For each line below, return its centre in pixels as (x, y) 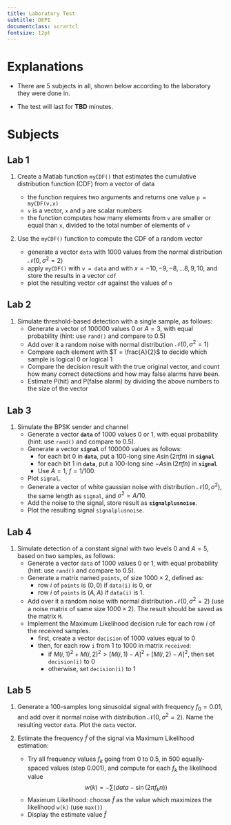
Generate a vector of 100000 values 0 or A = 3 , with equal (110, 328)
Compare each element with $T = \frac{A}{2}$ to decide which (117, 352)
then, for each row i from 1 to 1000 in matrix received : (114, 645)
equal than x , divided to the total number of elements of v (109, 226)
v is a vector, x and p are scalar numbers (85, 210)
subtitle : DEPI (29, 20)
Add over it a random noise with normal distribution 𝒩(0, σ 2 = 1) (118, 344)
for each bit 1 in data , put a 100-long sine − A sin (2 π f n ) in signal (127, 464)
